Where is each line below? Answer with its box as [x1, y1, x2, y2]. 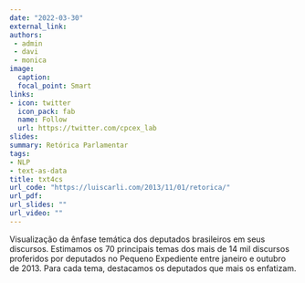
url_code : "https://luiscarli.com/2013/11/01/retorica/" [9, 183, 231, 193]
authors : [9, 30, 43, 39]
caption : [17, 73, 51, 82]
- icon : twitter [9, 98, 71, 108]
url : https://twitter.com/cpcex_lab [17, 124, 157, 133]
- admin [13, 38, 43, 48]
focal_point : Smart [17, 81, 92, 90]
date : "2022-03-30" [9, 13, 84, 23]
